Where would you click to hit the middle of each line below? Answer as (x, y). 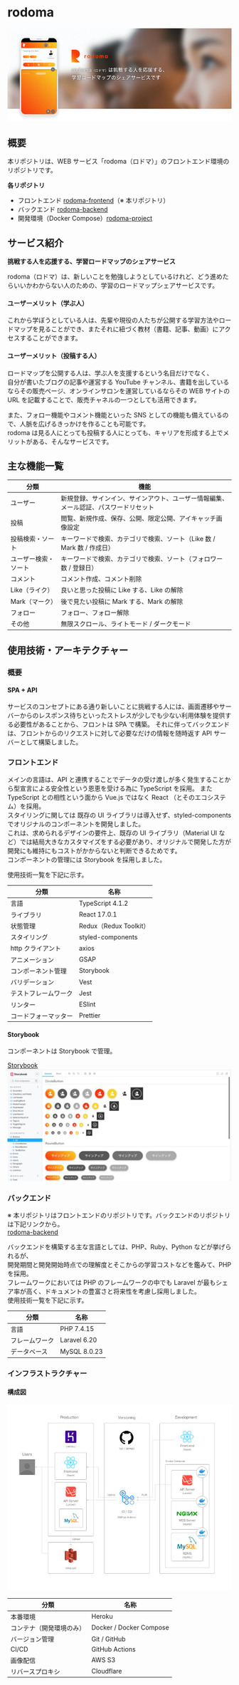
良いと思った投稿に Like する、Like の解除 (122, 590)
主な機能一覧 (36, 466)
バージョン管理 (32, 1639)
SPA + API (22, 690)
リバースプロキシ (35, 1671)
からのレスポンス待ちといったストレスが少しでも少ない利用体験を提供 (122, 716)
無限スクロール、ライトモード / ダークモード (126, 624)
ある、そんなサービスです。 (72, 442)
